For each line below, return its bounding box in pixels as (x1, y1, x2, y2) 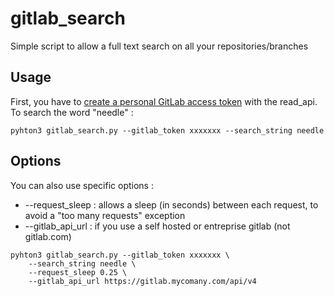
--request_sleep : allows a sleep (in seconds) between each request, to (24, 198, 319, 211)
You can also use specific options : (10, 179, 154, 191)
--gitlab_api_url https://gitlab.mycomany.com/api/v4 (28, 276, 257, 286)
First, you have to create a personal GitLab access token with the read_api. (10, 95, 318, 107)
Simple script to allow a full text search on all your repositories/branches (10, 40, 309, 52)
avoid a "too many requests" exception (24, 209, 186, 221)
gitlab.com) (24, 230, 72, 242)
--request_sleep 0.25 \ (28, 267, 128, 277)
